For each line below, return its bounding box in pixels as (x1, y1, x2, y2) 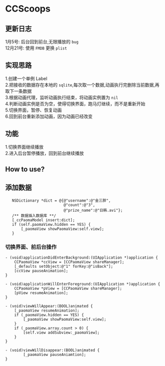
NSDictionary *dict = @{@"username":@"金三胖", (12, 198, 111, 203)
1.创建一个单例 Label (5, 75, 48, 81)
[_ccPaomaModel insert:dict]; (12, 217, 75, 222)
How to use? (5, 165, 45, 174)
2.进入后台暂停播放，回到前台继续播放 (5, 150, 84, 156)
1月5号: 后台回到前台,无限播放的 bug (5, 39, 79, 44)
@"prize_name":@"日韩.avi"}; (63, 208, 123, 213)
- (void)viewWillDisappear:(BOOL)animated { (5, 348, 100, 353)
